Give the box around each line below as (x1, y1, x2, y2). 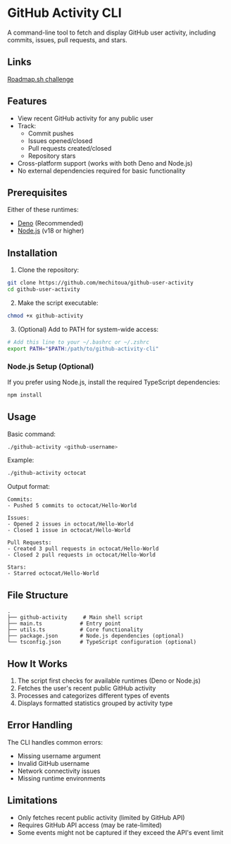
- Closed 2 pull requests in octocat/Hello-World (7, 552, 156, 559)
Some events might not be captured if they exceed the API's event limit (17, 828, 224, 836)
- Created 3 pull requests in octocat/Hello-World (7, 545, 159, 552)
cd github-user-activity (7, 286, 80, 293)
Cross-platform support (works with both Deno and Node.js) (17, 159, 193, 167)
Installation (7, 247, 58, 259)
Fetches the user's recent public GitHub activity (17, 683, 156, 692)
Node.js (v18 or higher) (17, 227, 85, 235)
